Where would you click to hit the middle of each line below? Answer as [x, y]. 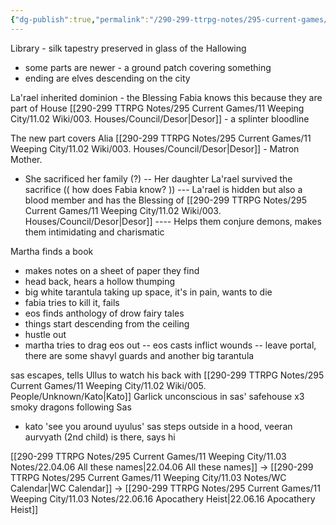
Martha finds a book [52, 251]
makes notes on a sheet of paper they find [112, 270]
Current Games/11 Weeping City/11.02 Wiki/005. [108, 385]
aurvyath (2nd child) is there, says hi [100, 437]
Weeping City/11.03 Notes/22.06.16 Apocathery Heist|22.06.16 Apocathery [163, 498]
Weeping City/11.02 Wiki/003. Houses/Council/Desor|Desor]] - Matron [155, 148]
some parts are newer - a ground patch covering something [148, 67]
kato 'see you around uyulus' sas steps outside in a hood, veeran [158, 426]
